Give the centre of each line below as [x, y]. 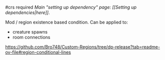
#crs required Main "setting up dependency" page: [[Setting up [71, 7]
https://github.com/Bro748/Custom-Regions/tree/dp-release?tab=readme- [82, 47]
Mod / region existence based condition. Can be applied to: [67, 22]
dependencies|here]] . [28, 12]
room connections [31, 37]
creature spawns [30, 32]
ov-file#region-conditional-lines [38, 52]
